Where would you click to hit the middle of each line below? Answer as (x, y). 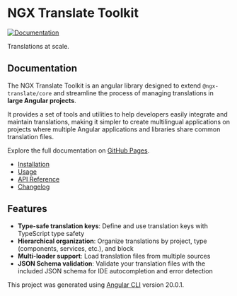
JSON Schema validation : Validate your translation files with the (111, 264)
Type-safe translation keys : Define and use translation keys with (113, 226)
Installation (34, 164)
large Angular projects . (42, 100)
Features (27, 209)
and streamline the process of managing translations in (134, 93)
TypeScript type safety (51, 233)
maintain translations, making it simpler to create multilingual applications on (118, 122)
